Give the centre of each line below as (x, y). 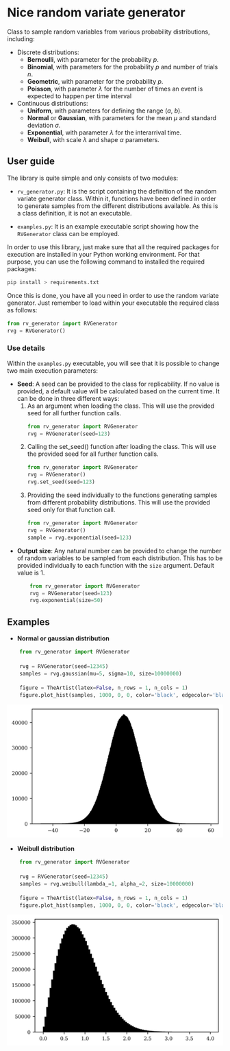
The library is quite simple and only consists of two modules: (93, 178)
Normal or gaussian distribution (63, 638)
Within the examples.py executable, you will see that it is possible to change (113, 363)
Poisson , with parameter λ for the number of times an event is (115, 89)
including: (21, 38)
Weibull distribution (46, 848)
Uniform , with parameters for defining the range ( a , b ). (105, 111)
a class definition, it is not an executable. (74, 213)
